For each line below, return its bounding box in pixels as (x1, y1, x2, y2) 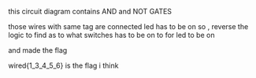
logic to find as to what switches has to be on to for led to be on (8, 31, 215, 39)
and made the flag (8, 46, 68, 54)
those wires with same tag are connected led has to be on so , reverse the (8, 22, 249, 31)
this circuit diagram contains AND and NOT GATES (8, 7, 172, 16)
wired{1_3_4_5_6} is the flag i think (8, 61, 119, 70)
